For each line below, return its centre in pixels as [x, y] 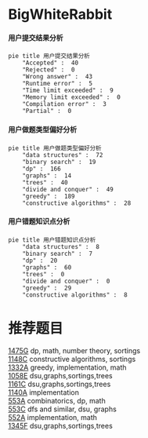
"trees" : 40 [45, 182]
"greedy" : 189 [49, 196]
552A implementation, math [53, 417]
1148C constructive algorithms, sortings [72, 359]
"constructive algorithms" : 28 [77, 203]
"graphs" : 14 [47, 175]
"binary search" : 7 [57, 254]
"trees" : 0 [43, 274]
